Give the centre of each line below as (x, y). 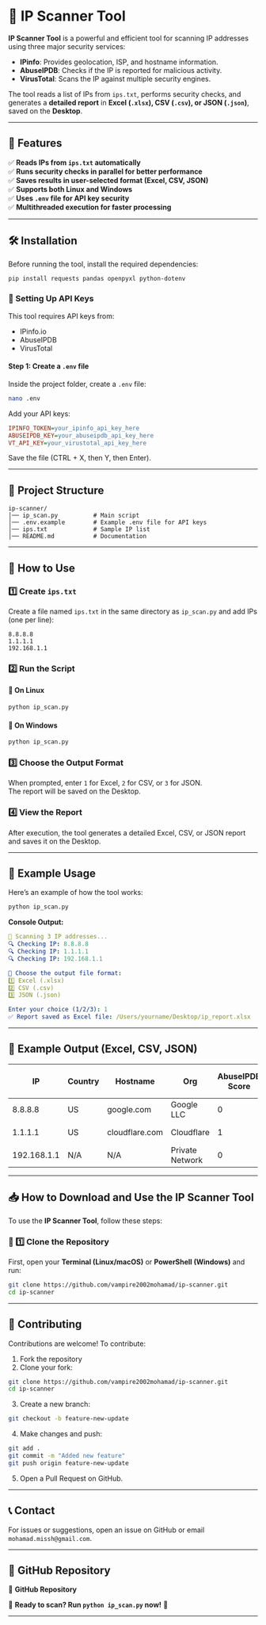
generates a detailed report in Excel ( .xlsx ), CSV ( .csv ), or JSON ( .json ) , (129, 102)
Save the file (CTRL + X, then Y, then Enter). (80, 458)
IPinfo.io (33, 331)
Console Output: (36, 922)
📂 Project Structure (56, 490)
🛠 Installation (43, 241)
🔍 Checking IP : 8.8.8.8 (48, 944)
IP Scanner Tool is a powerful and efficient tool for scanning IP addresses (129, 38)
